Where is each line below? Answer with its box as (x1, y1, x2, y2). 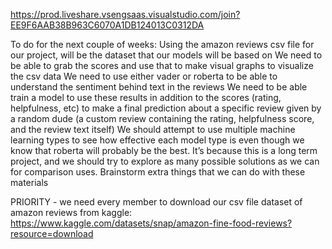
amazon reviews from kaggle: (10, 207, 133, 218)
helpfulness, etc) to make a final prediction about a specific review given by (10, 102, 322, 114)
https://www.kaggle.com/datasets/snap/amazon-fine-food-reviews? (10, 217, 293, 229)
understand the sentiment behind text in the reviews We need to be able (10, 81, 308, 93)
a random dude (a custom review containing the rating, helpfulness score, (10, 113, 315, 124)
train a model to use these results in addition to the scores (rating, (10, 92, 282, 103)
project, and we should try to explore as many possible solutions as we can (10, 155, 320, 167)
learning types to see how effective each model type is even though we (10, 134, 305, 146)
